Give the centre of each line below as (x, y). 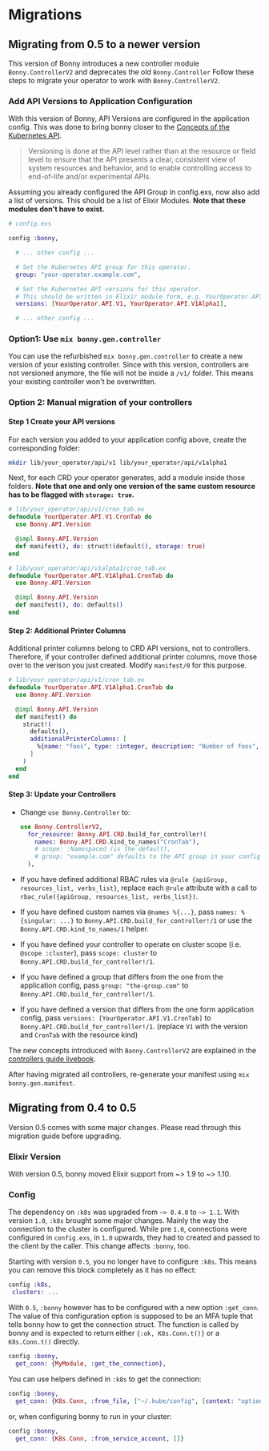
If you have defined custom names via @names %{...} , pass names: (128, 912)
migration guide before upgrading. (65, 1136)
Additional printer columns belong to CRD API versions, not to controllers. (129, 648)
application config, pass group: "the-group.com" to (104, 985)
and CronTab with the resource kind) (79, 1035)
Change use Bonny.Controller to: (75, 812)
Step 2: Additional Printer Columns (67, 631)
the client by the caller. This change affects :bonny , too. (99, 1246)
